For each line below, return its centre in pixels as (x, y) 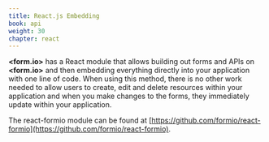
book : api (25, 24)
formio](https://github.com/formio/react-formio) (89, 129)
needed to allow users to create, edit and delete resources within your (126, 88)
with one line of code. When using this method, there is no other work (125, 79)
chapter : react (34, 39)
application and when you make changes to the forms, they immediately (129, 96)
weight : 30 (27, 31)
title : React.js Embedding (54, 16)
